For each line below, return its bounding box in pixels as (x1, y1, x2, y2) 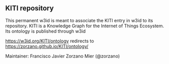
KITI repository (5, 4, 54, 13)
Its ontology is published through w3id (5, 28, 86, 34)
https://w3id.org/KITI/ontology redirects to (5, 38, 94, 44)
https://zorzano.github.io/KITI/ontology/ (5, 43, 89, 49)
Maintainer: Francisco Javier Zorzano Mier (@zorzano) (5, 53, 120, 59)
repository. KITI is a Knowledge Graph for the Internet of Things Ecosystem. (5, 23, 164, 29)
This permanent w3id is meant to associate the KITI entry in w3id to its (5, 17, 153, 23)
